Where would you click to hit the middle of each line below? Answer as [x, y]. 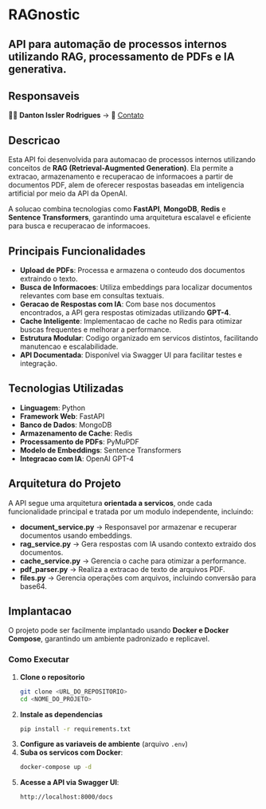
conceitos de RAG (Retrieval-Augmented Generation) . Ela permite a [121, 168]
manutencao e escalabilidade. [69, 347]
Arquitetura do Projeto [65, 484]
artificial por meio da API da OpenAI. [68, 194]
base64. [33, 586]
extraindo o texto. [49, 279]
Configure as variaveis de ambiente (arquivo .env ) [104, 744]
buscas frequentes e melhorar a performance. [96, 330]
